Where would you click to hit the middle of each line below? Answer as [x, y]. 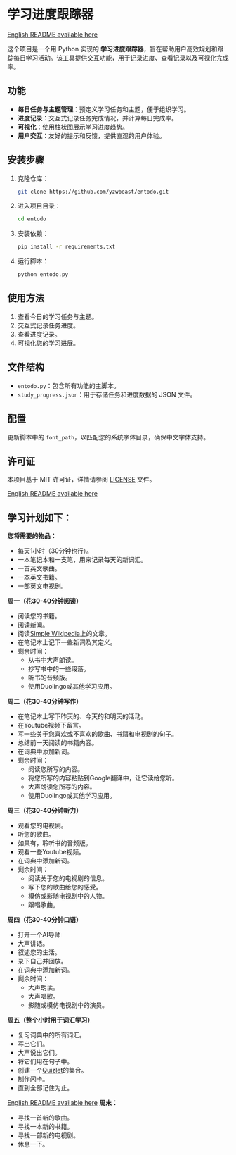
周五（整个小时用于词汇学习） [50, 1020]
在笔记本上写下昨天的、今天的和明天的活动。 [82, 716]
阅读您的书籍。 [39, 616]
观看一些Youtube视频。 [51, 852]
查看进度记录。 [39, 334]
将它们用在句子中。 [45, 1061]
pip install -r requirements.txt [66, 247]
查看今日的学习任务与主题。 [58, 316]
